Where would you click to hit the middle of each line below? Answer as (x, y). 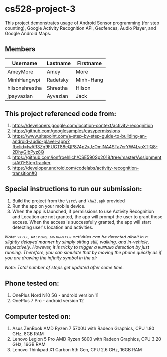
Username (25, 63)
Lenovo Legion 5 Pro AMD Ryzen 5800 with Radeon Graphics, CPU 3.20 (86, 339)
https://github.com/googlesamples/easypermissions (66, 131)
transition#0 (25, 173)
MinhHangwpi (24, 80)
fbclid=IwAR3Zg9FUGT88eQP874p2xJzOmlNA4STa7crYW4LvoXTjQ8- (85, 147)
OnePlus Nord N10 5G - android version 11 (55, 295)
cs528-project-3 (40, 9)
